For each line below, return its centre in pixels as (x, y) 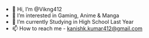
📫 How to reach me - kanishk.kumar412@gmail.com (77, 28)
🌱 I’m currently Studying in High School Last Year (73, 22)
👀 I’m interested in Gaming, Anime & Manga (65, 15)
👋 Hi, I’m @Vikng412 (37, 9)
